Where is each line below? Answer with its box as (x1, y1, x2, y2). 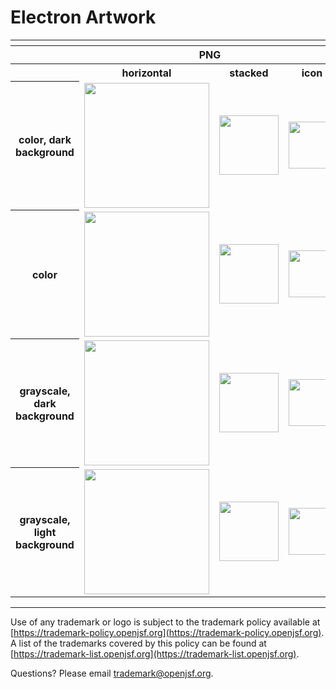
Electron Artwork (10, 6, 157, 29)
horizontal (121, 66, 172, 80)
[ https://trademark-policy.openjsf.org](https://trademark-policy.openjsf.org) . (10, 626, 325, 638)
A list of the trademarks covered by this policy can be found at (10, 637, 267, 649)
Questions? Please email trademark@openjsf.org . (10, 667, 214, 679)
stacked (229, 66, 269, 80)
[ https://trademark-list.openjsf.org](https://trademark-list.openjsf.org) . (10, 647, 300, 660)
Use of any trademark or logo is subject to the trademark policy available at (10, 616, 321, 628)
